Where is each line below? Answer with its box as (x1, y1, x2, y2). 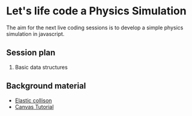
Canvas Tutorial (14, 103, 54, 110)
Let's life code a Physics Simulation (6, 4, 187, 18)
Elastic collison (14, 97, 52, 104)
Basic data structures (14, 63, 68, 71)
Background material (6, 81, 86, 91)
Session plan (6, 48, 56, 58)
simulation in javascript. (6, 30, 65, 37)
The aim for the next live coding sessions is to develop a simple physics (6, 24, 184, 31)
